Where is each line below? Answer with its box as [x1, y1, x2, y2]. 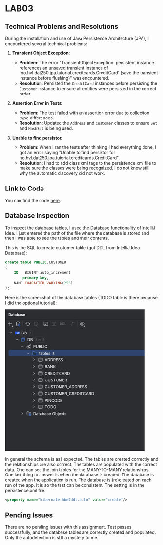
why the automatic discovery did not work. [19, 170, 105, 176]
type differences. [19, 115, 54, 120]
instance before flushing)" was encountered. [19, 75, 110, 81]
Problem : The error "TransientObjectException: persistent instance [19, 60, 155, 65]
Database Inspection [5, 212, 70, 220]
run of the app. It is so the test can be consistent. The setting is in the [5, 482, 145, 488]
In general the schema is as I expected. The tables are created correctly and [5, 456, 159, 462]
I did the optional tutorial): [5, 300, 57, 306]
